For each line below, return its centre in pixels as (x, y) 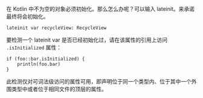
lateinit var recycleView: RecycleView (56, 28)
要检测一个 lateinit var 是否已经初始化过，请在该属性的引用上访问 (87, 40)
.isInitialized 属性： (34, 47)
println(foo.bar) (39, 64)
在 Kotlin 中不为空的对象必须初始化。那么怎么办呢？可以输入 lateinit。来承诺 (101, 9)
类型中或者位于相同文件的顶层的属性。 (59, 89)
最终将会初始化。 (27, 16)
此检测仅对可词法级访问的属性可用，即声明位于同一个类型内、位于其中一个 (99, 81)
